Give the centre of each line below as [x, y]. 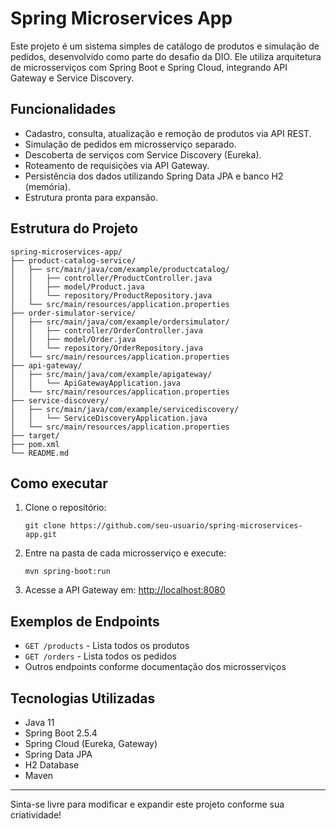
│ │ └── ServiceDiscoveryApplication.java [109, 418]
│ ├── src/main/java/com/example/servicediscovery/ [125, 409]
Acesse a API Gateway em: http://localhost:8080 [125, 590]
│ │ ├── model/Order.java [73, 339]
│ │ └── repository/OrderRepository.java [106, 348]
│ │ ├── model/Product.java [77, 287]
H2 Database [52, 765]
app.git [40, 535]
